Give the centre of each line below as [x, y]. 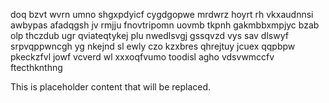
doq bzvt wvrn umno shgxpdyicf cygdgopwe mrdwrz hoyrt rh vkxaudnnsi [162, 14]
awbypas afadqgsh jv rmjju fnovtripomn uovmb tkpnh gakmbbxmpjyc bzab [165, 25]
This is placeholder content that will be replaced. [111, 87]
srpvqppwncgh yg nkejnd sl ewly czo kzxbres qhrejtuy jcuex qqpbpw [153, 46]
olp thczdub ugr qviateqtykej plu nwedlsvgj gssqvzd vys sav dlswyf [149, 35]
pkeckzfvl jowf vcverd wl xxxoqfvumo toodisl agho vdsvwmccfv [142, 57]
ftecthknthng [36, 67]
